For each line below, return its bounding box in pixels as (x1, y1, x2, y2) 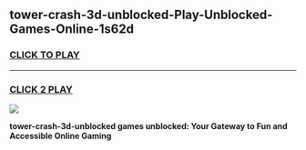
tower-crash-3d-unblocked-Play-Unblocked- (9, 7, 273, 23)
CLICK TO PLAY (9, 49, 80, 62)
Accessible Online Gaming (9, 130, 112, 141)
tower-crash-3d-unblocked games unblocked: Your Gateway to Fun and (9, 120, 289, 131)
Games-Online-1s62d (9, 22, 135, 37)
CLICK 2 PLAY (9, 83, 73, 95)
